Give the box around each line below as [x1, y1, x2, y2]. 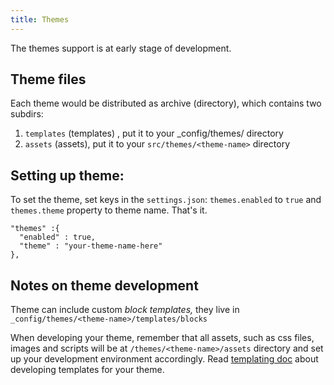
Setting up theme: [10, 167, 125, 184]
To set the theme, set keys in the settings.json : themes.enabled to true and [10, 194, 322, 206]
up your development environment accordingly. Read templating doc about [10, 353, 319, 365]
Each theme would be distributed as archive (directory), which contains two [10, 97, 322, 110]
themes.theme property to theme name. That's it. [10, 204, 208, 216]
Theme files [10, 71, 87, 88]
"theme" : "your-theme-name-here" [19, 241, 163, 251]
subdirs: [10, 108, 44, 120]
